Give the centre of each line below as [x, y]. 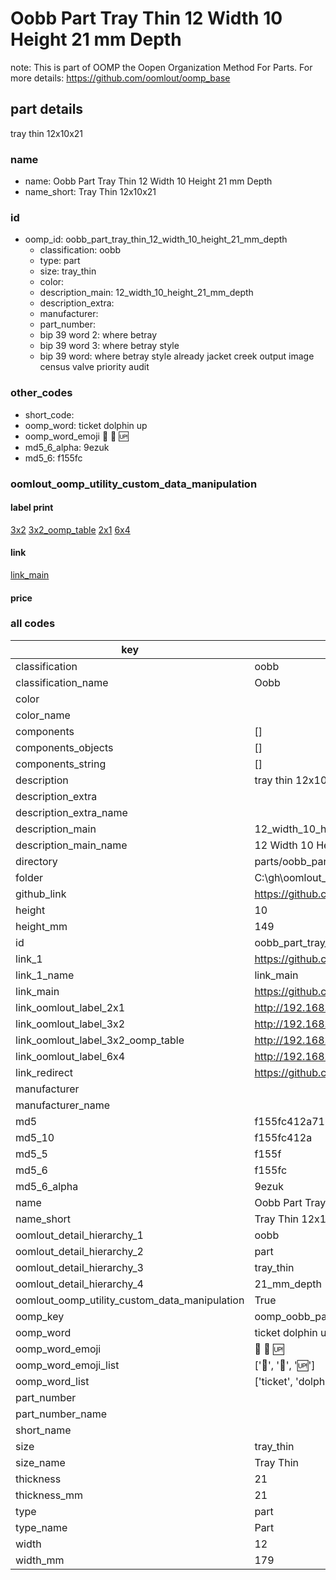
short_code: [49, 414]
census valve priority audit [94, 367]
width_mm [40, 1560]
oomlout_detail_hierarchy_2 [79, 1251]
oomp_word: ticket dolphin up [86, 425]
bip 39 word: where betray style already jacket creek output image [177, 356]
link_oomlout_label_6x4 [70, 1056]
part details [47, 109]
